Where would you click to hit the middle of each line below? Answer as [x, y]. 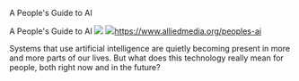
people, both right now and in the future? [85, 67]
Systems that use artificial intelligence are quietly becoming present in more [149, 49]
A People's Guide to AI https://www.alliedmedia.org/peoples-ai [136, 31]
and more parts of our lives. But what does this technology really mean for [147, 58]
